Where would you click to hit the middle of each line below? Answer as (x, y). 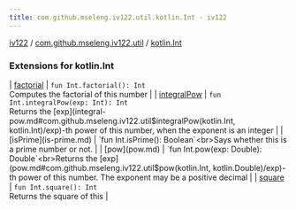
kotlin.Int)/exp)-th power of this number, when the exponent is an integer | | (146, 130)
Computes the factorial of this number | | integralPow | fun (115, 94)
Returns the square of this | (59, 196)
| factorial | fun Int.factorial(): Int (77, 84)
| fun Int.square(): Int (53, 186)
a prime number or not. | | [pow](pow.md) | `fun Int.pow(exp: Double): (136, 149)
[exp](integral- (79, 111)
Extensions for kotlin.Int (62, 66)
